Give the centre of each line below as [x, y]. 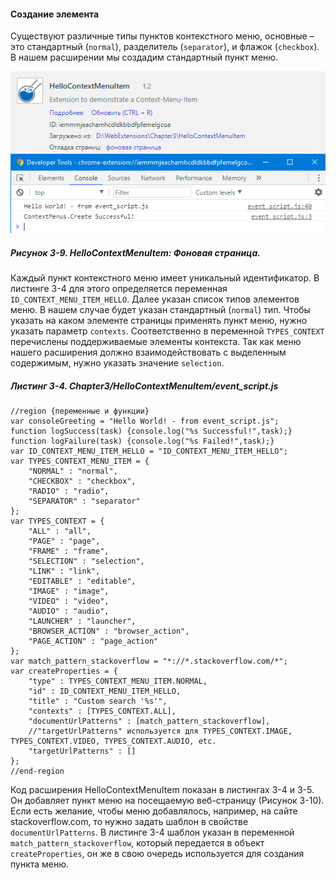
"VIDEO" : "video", [69, 601]
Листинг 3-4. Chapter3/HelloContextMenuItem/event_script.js [144, 386]
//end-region [37, 771]
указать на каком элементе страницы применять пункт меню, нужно [159, 321]
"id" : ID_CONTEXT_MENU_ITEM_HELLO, [105, 691]
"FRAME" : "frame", [69, 551]
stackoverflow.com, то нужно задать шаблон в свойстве [129, 822]
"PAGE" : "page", [64, 541]
